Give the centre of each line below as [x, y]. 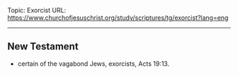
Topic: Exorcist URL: [37, 10]
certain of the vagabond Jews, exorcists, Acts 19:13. [93, 64]
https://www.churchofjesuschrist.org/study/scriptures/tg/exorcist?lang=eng [118, 18]
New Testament [43, 46]
